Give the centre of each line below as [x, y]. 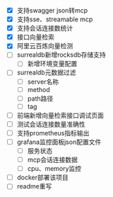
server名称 [43, 81]
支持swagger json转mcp [52, 10]
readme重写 [34, 186]
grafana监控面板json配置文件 [59, 142]
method [38, 89]
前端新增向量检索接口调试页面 [60, 115]
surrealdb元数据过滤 [46, 72]
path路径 [40, 98]
